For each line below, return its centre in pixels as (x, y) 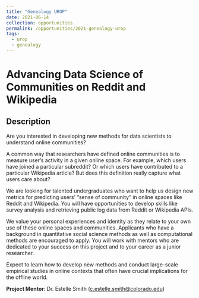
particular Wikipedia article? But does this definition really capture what (94, 173)
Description (28, 122)
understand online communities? (46, 142)
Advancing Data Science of (75, 74)
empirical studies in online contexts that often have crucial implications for (97, 271)
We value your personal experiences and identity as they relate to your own (99, 221)
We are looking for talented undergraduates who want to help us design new (100, 191)
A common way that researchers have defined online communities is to (93, 154)
